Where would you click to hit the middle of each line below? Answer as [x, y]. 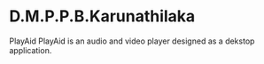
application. [31, 50]
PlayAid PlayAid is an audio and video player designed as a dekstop [132, 41]
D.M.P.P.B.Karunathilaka [102, 16]
